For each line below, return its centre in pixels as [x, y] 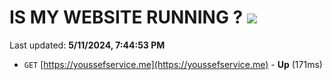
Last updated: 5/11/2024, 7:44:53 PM [87, 45]
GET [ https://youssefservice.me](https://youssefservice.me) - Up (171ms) [173, 64]
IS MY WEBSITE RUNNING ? [126, 17]
